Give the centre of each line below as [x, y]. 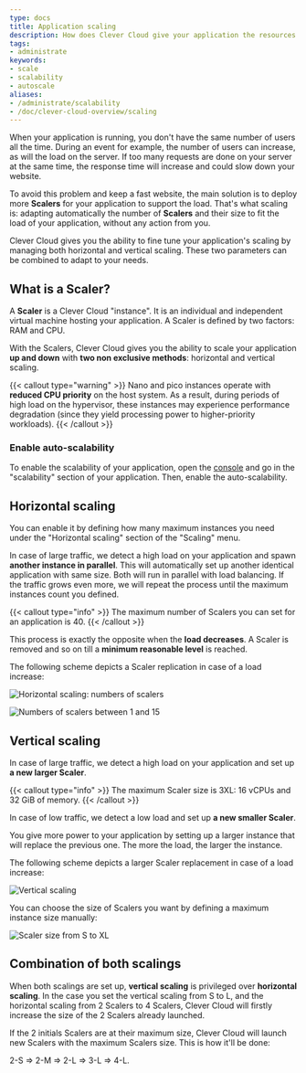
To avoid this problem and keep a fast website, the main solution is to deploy [153, 194]
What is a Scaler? [60, 289]
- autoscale [32, 86]
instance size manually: [53, 917]
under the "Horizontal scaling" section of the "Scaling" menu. [125, 538]
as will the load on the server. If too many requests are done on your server [151, 157]
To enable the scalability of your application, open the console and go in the [152, 468]
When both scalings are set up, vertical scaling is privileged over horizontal [153, 986]
